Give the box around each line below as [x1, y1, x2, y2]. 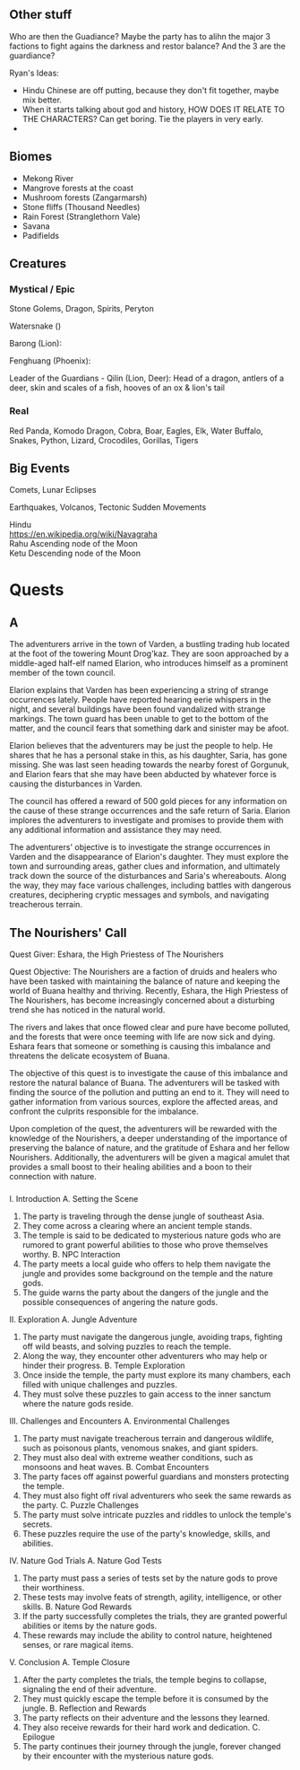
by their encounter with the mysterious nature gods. [21, 1750, 215, 1762]
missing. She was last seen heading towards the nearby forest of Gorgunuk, [9, 759, 289, 770]
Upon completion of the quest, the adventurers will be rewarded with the [9, 1124, 278, 1135]
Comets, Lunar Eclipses [9, 485, 97, 495]
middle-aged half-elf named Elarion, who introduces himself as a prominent [9, 658, 288, 669]
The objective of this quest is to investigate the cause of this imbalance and [9, 1068, 288, 1079]
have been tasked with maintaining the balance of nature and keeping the [9, 976, 280, 986]
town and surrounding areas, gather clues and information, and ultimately [9, 861, 280, 872]
